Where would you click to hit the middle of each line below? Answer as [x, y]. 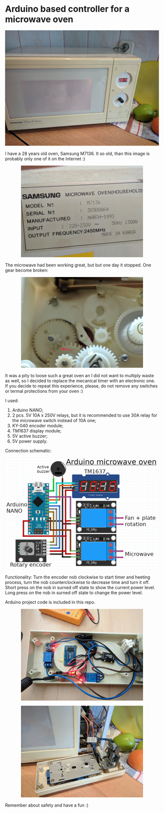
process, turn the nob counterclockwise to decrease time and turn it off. [77, 582]
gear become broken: [27, 270]
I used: [12, 400]
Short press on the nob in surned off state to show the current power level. [80, 587]
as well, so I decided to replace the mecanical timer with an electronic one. [80, 381]
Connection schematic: [28, 450]
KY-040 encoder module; [38, 426]
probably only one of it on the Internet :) [45, 159]
